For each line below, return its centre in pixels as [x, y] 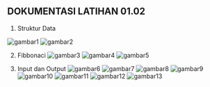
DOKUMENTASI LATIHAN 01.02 [76, 11]
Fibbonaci [32, 55]
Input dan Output [41, 68]
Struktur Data [37, 28]
